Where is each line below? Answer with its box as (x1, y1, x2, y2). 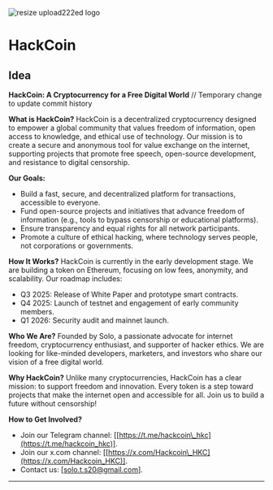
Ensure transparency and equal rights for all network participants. (19, 223, 240, 233)
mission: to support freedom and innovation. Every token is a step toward (8, 382, 253, 391)
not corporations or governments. (19, 241, 134, 250)
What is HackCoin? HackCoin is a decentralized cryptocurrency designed (8, 115, 258, 124)
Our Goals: (8, 173, 46, 183)
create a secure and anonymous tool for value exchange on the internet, (8, 141, 250, 150)
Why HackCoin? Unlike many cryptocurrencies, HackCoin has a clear (8, 373, 242, 382)
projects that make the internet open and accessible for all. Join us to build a (8, 390, 265, 400)
